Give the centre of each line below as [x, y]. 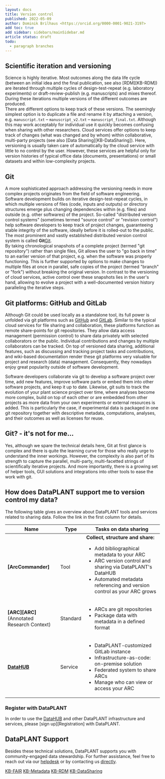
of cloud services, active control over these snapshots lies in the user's [77, 277]
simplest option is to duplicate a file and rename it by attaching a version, [79, 114]
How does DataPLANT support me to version [75, 492]
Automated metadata [119, 579]
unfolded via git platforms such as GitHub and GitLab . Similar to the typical [81, 320]
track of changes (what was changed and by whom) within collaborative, [79, 135]
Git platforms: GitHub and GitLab [56, 303]
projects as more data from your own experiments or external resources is [80, 403]
